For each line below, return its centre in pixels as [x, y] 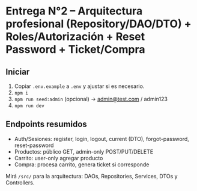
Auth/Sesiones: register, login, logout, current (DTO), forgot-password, [102, 139]
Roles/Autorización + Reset [75, 37]
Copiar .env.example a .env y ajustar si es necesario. [79, 86]
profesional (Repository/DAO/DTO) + [98, 24]
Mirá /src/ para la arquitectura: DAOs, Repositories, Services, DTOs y [92, 176]
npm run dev [29, 106]
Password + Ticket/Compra [75, 50]
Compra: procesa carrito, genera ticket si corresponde [82, 164]
